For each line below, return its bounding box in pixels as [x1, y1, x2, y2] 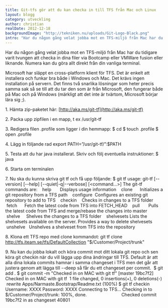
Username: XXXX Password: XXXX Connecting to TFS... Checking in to [5, 286, 152, 292]
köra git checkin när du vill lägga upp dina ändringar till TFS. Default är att [5, 254, 158, 260]
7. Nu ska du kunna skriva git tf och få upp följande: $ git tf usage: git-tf [5, 175, 153, 181]
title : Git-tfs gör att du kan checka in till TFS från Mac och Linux [5, 7, 156, 13]
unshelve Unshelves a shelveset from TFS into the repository [6, 224, 135, 230]
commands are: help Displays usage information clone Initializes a [5, 186, 163, 192]
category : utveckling [5, 17, 51, 22]
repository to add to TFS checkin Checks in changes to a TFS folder [5, 197, 153, 203]
